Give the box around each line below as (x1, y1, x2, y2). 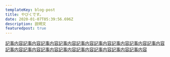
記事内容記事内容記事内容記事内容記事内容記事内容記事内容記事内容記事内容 (5, 40, 165, 46)
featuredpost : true (5, 26, 47, 31)
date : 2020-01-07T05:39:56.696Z (5, 16, 73, 21)
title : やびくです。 (5, 12, 44, 17)
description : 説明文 (5, 21, 47, 26)
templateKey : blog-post (5, 7, 56, 12)
